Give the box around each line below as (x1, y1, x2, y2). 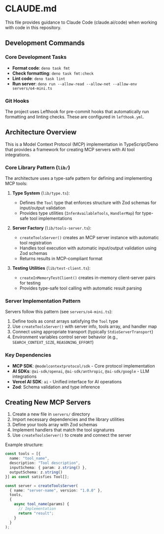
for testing (19, 280, 41, 286)
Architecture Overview (5, 128, 77, 136)
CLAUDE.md (5, 3, 57, 14)
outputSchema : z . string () (9, 470, 63, 475)
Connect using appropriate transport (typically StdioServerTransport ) (12, 329, 154, 335)
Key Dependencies (5, 352, 52, 359)
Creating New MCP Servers (5, 398, 91, 407)
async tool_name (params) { (14, 502, 69, 507)
